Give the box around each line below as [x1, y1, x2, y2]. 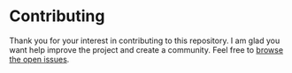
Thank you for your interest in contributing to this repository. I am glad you [9, 35, 280, 46]
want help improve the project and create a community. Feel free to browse [9, 44, 284, 55]
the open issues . [9, 54, 70, 64]
